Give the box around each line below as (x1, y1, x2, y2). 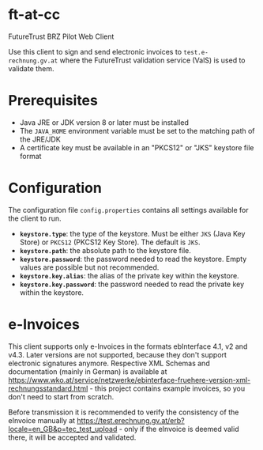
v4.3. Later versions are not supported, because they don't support (8, 350, 227, 359)
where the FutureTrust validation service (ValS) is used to (59, 55, 246, 65)
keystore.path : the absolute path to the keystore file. (19, 245, 191, 255)
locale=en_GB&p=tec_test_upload (8, 424, 118, 433)
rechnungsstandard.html (8, 384, 88, 393)
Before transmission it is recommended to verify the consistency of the (8, 407, 239, 417)
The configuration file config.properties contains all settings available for (8, 205, 249, 214)
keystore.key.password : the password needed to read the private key (19, 279, 245, 289)
